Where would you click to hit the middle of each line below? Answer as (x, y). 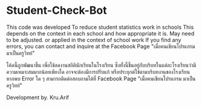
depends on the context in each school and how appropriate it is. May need (100, 33)
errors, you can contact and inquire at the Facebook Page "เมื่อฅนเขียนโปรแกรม (101, 46)
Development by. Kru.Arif (38, 97)
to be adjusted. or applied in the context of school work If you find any (94, 40)
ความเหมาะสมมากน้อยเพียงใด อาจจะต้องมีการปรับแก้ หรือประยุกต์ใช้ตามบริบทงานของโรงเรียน (98, 72)
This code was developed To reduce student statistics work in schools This (100, 27)
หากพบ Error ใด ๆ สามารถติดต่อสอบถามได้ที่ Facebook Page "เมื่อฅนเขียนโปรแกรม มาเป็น (101, 78)
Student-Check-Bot (57, 11)
